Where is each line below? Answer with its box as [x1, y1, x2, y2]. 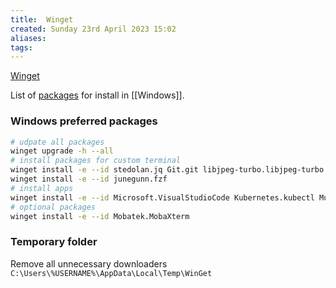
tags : [10, 42, 33, 53]
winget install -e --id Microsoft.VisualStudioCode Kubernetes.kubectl [10, 192, 315, 203]
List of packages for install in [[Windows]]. [10, 89, 185, 101]
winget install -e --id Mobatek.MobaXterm [10, 211, 190, 221]
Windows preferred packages [10, 114, 158, 128]
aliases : [10, 33, 47, 43]
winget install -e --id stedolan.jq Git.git [10, 165, 199, 175]
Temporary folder [10, 235, 98, 249]
